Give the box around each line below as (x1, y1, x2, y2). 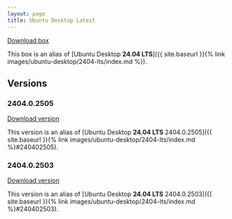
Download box (7, 36, 49, 44)
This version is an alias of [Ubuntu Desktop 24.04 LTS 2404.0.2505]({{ (7, 128, 212, 137)
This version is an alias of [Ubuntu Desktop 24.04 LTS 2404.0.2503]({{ (7, 190, 212, 199)
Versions (7, 77, 48, 89)
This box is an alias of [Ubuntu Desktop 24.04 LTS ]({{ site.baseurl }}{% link (7, 50, 226, 58)
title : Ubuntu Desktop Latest (7, 17, 96, 24)
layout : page (7, 10, 46, 18)
